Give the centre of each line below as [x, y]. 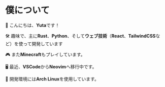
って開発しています [43, 44]
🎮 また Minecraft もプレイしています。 [45, 54]
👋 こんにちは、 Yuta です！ [32, 25]
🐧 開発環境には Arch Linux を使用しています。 [52, 79]
